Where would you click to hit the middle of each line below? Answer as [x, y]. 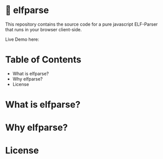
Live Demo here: [22, 39]
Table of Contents [43, 60]
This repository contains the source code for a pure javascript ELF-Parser [81, 24]
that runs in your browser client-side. [44, 29]
